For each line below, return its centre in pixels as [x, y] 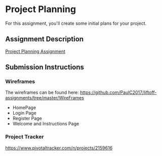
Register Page [27, 118]
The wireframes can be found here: [42, 92]
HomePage [24, 108]
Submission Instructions [45, 67]
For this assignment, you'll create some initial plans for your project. [76, 23]
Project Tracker [25, 137]
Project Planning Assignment [35, 51]
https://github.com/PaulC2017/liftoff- [118, 92]
